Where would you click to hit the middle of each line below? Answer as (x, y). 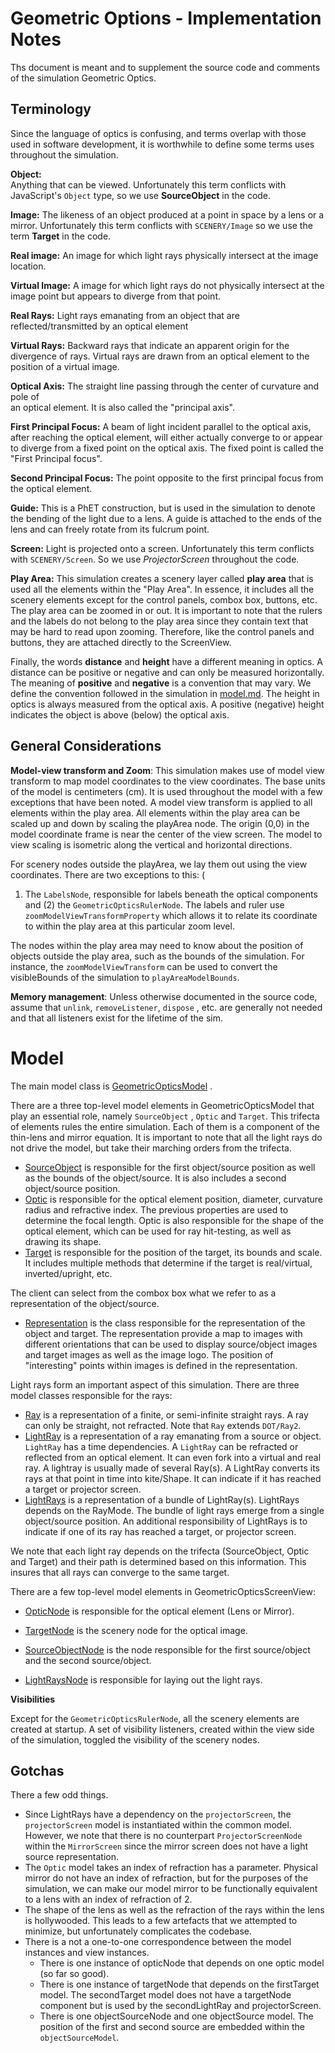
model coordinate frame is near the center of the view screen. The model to (166, 834)
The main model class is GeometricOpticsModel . (111, 1086)
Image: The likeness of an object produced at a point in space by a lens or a (167, 214)
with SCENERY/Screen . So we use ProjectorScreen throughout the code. (155, 559)
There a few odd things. (59, 1795)
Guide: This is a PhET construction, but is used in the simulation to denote (163, 508)
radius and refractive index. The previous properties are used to (156, 1209)
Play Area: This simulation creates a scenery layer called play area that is (162, 578)
